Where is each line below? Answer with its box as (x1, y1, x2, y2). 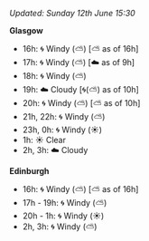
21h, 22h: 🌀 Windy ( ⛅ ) (22, 111, 106, 121)
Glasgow (9, 25, 43, 35)
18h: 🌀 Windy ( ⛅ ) (22, 71, 88, 81)
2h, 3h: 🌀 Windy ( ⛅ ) (22, 221, 98, 232)
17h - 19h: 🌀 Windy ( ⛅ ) (22, 198, 107, 207)
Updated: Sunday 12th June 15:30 (9, 8, 135, 18)
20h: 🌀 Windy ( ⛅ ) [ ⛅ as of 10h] (22, 98, 141, 108)
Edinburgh (9, 166, 50, 176)
